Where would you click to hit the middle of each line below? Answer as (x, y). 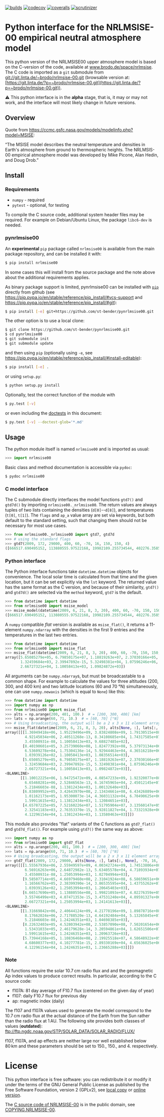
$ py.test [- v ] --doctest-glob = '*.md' (44, 422)
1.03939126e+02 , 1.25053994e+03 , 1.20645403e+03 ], (77, 888)
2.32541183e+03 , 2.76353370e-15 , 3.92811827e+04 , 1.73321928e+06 (92, 810)
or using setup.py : (23, 376)
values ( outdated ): (24, 1026)
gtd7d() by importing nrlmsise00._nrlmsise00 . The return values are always (81, 505)
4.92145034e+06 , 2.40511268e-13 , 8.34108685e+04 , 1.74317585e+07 (92, 737)
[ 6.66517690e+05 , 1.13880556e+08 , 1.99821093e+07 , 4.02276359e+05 (92, 893)
